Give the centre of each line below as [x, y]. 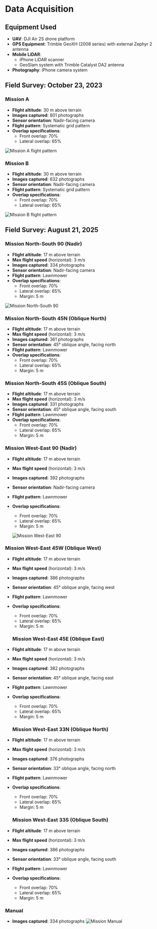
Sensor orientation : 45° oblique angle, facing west [63, 587]
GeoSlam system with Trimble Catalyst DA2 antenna [72, 65]
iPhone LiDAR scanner [42, 59]
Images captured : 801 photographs [48, 115]
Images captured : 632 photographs [48, 179]
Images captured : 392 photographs [48, 477]
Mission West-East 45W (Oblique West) [53, 548]
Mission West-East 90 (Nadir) [41, 448]
